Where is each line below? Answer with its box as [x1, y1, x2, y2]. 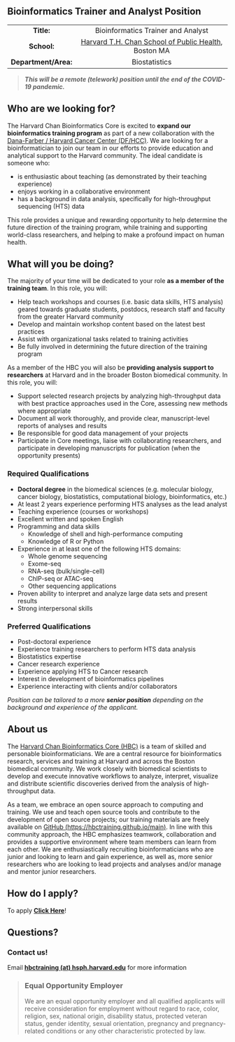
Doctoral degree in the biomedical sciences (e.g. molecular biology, [17, 485, 214, 493]
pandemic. [32, 82, 65, 90]
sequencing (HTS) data [17, 202, 85, 210]
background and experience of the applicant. [7, 704, 138, 712]
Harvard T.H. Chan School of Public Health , [80, 36, 223, 46]
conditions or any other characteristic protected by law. [46, 1027, 206, 1035]
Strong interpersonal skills [17, 604, 93, 612]
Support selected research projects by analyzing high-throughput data [17, 392, 222, 400]
